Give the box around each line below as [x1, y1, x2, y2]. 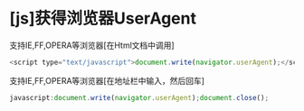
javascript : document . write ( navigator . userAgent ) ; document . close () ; [9, 93, 270, 102]
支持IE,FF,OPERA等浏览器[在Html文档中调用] [9, 40, 175, 51]
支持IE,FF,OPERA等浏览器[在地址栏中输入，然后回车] [9, 75, 205, 86]
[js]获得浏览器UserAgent [9, 8, 197, 29]
